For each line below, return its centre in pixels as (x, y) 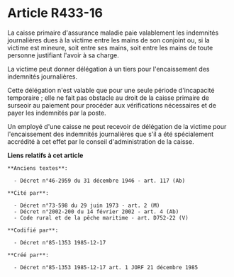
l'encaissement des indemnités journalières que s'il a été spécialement (111, 134)
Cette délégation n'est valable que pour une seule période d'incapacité (111, 90)
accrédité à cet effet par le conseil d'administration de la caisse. (101, 141)
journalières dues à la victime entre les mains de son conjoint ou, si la (109, 40)
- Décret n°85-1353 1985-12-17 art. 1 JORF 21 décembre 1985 (106, 267)
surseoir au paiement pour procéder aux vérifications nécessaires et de (112, 105)
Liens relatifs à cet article (45, 155)
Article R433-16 (55, 13)
